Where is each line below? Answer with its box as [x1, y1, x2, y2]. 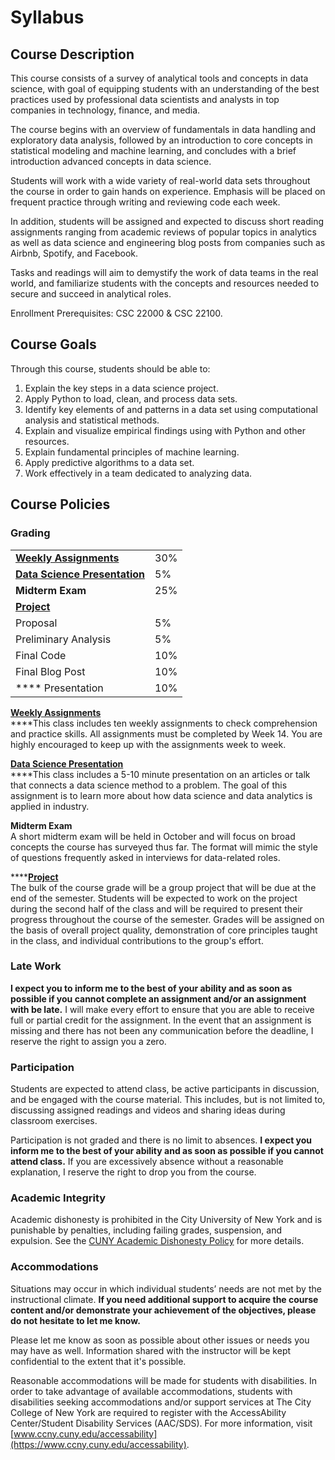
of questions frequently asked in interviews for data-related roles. [10, 851, 281, 863]
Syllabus [10, 6, 85, 29]
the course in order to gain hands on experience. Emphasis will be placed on [10, 186, 326, 197]
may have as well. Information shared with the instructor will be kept [10, 1344, 292, 1356]
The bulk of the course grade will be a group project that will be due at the [10, 881, 317, 893]
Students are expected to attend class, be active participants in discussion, [10, 1083, 320, 1095]
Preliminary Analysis [15, 632, 112, 646]
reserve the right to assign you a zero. [10, 1035, 167, 1047]
